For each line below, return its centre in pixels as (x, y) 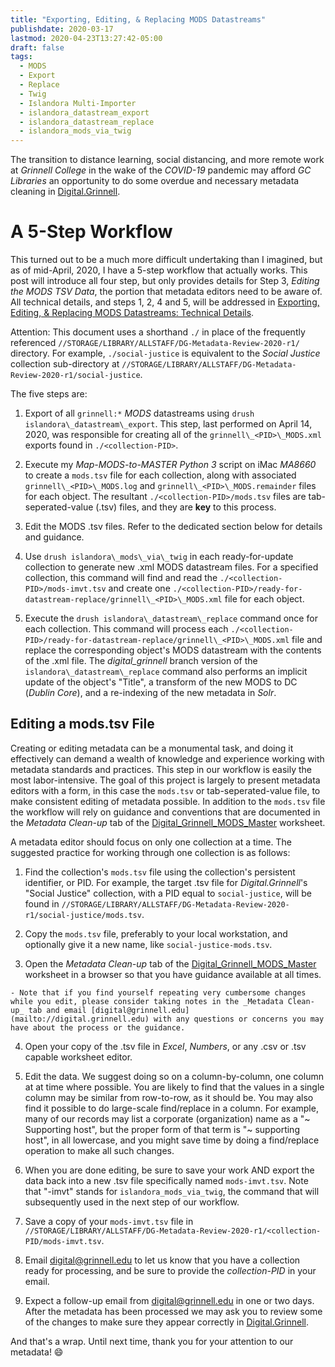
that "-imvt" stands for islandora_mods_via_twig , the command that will (172, 1191)
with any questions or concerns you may (239, 1019)
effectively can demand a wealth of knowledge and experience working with (167, 758)
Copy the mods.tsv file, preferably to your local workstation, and (156, 933)
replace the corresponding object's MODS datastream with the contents (173, 650)
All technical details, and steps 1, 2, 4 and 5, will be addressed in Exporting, (165, 302)
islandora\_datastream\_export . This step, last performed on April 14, (168, 424)
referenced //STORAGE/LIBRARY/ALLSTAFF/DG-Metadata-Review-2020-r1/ (155, 343)
